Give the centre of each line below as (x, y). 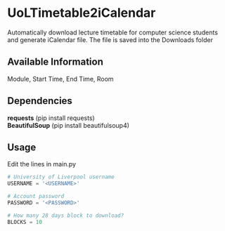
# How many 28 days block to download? (66, 216)
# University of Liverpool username (61, 177)
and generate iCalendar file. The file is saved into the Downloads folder (110, 39)
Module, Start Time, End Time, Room (60, 79)
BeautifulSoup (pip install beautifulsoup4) (69, 125)
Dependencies (40, 101)
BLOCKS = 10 (25, 222)
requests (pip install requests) (51, 118)
